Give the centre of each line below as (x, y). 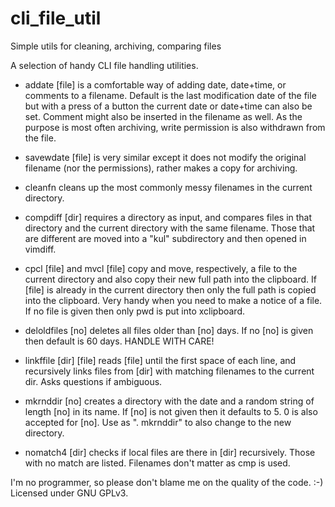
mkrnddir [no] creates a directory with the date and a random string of (169, 401)
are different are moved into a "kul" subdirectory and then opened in (165, 238)
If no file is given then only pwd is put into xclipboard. (135, 311)
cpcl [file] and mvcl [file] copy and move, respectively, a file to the (161, 268)
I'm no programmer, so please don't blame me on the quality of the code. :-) (167, 482)
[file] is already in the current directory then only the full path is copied (170, 289)
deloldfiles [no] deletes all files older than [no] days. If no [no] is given (169, 330)
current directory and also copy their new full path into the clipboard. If (170, 279)
